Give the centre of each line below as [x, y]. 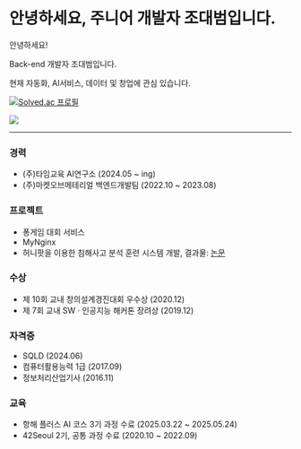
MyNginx [39, 242]
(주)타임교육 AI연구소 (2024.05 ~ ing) [89, 174]
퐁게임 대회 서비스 [53, 232]
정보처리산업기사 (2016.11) [68, 378]
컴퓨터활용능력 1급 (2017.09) [72, 367]
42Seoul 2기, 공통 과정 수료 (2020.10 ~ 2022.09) [110, 436]
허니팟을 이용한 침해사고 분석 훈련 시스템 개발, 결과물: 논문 [124, 253]
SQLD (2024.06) [52, 356]
